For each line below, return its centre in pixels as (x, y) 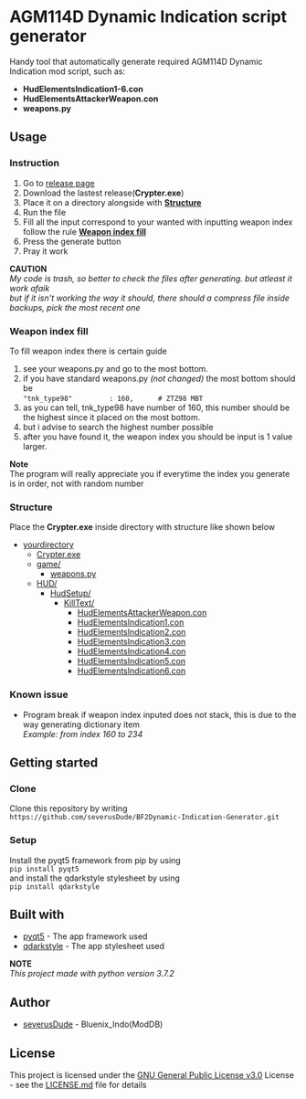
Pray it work (45, 251)
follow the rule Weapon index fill (84, 231)
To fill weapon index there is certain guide (88, 351)
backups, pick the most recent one (75, 307)
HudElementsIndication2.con (132, 632)
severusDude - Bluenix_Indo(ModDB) (93, 1024)
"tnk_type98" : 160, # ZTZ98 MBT (113, 398)
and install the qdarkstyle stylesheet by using (95, 878)
